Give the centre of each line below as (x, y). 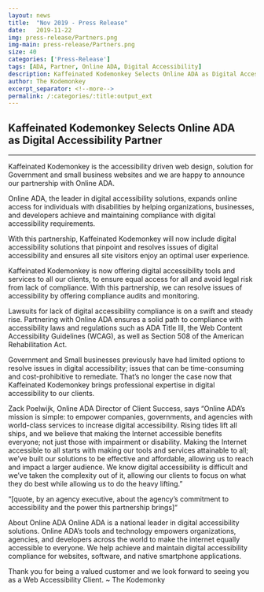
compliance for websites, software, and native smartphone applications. (125, 557)
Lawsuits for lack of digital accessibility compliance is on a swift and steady (131, 311)
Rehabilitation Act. (38, 345)
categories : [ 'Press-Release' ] (59, 60)
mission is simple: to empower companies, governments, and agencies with (131, 417)
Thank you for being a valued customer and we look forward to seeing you (129, 572)
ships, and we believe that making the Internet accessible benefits (115, 434)
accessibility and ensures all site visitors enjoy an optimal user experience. (129, 256)
